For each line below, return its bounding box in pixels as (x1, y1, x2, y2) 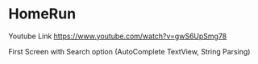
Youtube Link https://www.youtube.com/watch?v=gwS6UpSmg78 (8, 31, 227, 41)
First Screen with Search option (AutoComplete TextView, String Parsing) (8, 46, 251, 56)
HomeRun (8, 5, 77, 23)
